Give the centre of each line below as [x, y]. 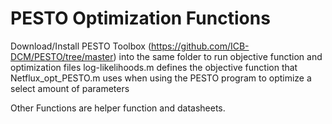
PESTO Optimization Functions [140, 18]
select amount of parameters [70, 88]
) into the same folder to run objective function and [218, 56]
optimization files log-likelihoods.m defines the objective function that [154, 67]
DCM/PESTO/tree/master [62, 56]
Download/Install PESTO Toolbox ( [81, 46]
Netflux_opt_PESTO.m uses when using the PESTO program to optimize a [161, 78]
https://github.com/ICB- [200, 46]
